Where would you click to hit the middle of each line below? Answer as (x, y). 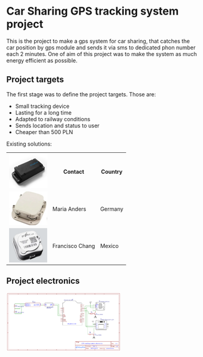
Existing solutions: (29, 144)
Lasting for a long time (43, 112)
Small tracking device (42, 106)
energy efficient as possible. (42, 60)
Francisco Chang (74, 246)
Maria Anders (69, 209)
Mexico (109, 246)
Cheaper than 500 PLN (44, 132)
